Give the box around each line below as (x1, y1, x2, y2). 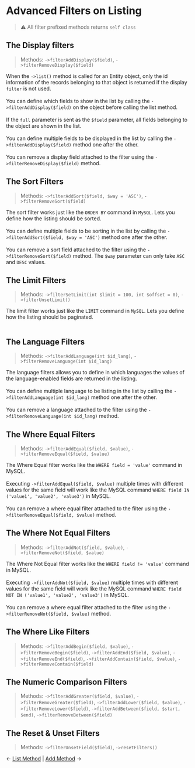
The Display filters (6, 40, 75, 50)
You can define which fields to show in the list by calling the (6, 97, 150, 104)
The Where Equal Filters (6, 429, 95, 439)
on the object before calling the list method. (72, 104, 178, 111)
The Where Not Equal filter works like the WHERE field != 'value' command (6, 560, 190, 567)
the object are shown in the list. (6, 122, 82, 129)
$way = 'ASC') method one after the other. (66, 233, 168, 241)
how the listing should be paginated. (6, 313, 93, 320)
